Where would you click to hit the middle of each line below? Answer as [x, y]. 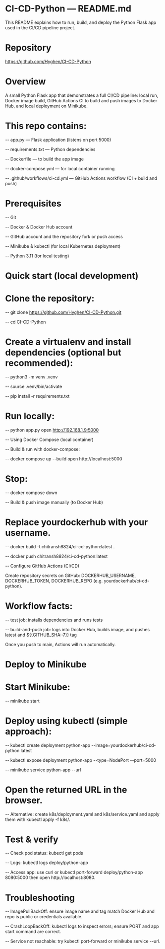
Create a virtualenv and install [68, 342]
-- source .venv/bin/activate [34, 386]
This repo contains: [46, 126]
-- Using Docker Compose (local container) [49, 439]
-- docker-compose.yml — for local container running [60, 168]
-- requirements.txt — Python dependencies [50, 149]
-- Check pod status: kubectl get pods [44, 853]
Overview [26, 82]
